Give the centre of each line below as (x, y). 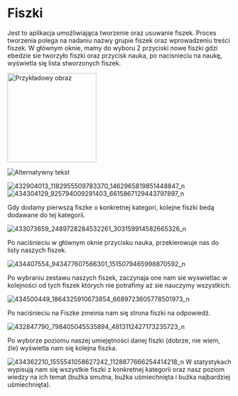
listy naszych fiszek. (37, 250)
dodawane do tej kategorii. (47, 214)
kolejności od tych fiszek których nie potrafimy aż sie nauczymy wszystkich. (119, 285)
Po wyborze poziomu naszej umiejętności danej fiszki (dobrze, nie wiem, (114, 340)
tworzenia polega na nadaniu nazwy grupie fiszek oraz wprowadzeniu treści (119, 40)
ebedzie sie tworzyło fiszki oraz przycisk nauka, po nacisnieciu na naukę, (115, 56)
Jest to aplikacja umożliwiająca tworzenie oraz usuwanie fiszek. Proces (112, 33)
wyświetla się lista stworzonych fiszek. (64, 63)
